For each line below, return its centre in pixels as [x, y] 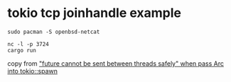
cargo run [22, 50]
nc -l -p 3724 [28, 44]
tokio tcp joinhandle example [95, 13]
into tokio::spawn [33, 71]
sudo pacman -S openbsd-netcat [54, 32]
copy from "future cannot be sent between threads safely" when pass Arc [116, 63]
